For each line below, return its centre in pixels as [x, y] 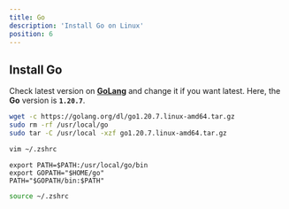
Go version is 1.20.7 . [47, 101]
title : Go [27, 17]
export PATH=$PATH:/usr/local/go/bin [79, 165]
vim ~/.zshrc [33, 149]
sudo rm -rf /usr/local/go [59, 125]
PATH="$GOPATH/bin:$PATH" [57, 181]
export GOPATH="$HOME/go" [57, 173]
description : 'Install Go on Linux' [76, 26]
